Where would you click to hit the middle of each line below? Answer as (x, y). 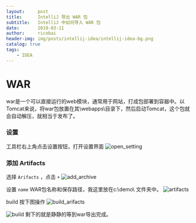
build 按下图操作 (26, 202)
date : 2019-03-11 (35, 28)
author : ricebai (31, 33)
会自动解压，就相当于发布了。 (42, 116)
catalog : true (23, 45)
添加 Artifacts (26, 163)
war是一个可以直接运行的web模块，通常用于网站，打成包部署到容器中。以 (95, 101)
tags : (13, 50)
